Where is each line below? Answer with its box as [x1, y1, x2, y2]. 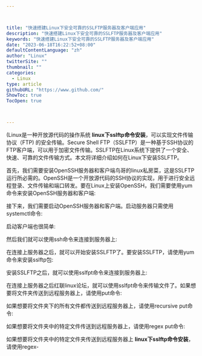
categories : [6, 70, 36, 76]
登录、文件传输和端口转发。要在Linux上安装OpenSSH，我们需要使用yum [11, 182, 192, 189]
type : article [6, 81, 42, 87]
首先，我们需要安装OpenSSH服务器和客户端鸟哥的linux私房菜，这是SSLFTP [6, 167, 195, 174]
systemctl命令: [6, 210, 43, 217]
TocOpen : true [6, 98, 42, 104]
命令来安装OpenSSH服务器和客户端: [6, 190, 96, 197]
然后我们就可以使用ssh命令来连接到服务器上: [6, 236, 118, 243]
